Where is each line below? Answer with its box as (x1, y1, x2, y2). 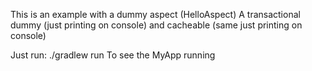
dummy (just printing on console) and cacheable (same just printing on (10, 19, 303, 31)
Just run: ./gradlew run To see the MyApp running (10, 49, 216, 61)
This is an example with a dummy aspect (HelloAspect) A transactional (10, 9, 301, 20)
